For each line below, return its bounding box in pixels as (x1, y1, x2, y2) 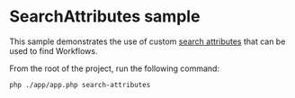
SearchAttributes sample (9, 6, 201, 27)
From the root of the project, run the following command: (9, 63, 220, 74)
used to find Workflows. (9, 45, 98, 56)
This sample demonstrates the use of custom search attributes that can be (9, 36, 286, 47)
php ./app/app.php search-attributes (9, 80, 151, 89)
